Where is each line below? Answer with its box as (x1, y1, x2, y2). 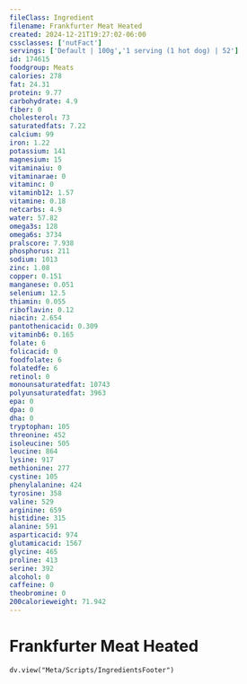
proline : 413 (9, 556, 58, 565)
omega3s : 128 (9, 222, 58, 231)
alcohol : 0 (9, 572, 50, 582)
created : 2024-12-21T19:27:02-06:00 (9, 30, 146, 39)
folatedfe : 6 (9, 364, 58, 373)
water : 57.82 (9, 213, 58, 223)
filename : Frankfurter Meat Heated (9, 22, 143, 31)
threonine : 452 (9, 430, 66, 440)
